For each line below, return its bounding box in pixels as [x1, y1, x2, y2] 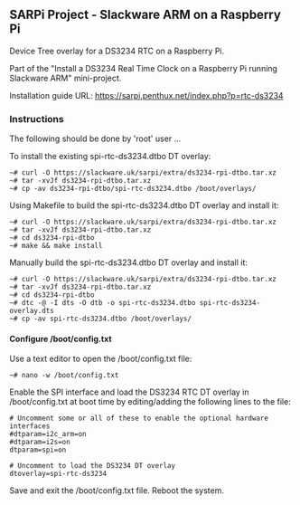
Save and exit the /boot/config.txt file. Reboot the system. [9, 485, 224, 496]
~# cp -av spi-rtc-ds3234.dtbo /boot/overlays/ [9, 314, 192, 324]
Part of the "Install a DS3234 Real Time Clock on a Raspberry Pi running [9, 62, 278, 73]
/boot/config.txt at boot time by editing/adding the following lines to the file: [9, 396, 291, 407]
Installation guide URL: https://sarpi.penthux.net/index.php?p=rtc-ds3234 [9, 90, 284, 100]
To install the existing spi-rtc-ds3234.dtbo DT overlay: [9, 151, 211, 162]
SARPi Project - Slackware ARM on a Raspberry [9, 7, 282, 23]
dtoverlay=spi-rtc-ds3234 [9, 470, 107, 479]
